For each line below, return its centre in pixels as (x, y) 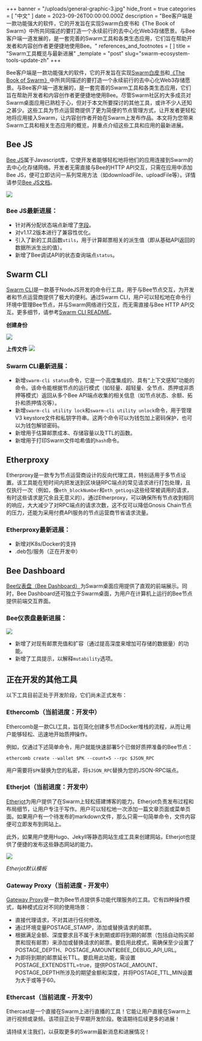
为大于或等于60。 (37, 980)
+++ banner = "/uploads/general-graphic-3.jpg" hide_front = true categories (101, 9)
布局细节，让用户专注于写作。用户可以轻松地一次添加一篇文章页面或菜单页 (98, 809)
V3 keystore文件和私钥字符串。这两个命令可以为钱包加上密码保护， (98, 418)
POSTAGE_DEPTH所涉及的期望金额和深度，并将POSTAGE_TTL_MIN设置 (104, 973)
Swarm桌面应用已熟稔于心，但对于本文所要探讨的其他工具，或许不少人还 (97, 103)
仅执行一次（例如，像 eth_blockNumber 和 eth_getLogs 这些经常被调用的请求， (99, 490)
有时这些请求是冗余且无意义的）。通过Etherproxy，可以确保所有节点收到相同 (100, 498)
